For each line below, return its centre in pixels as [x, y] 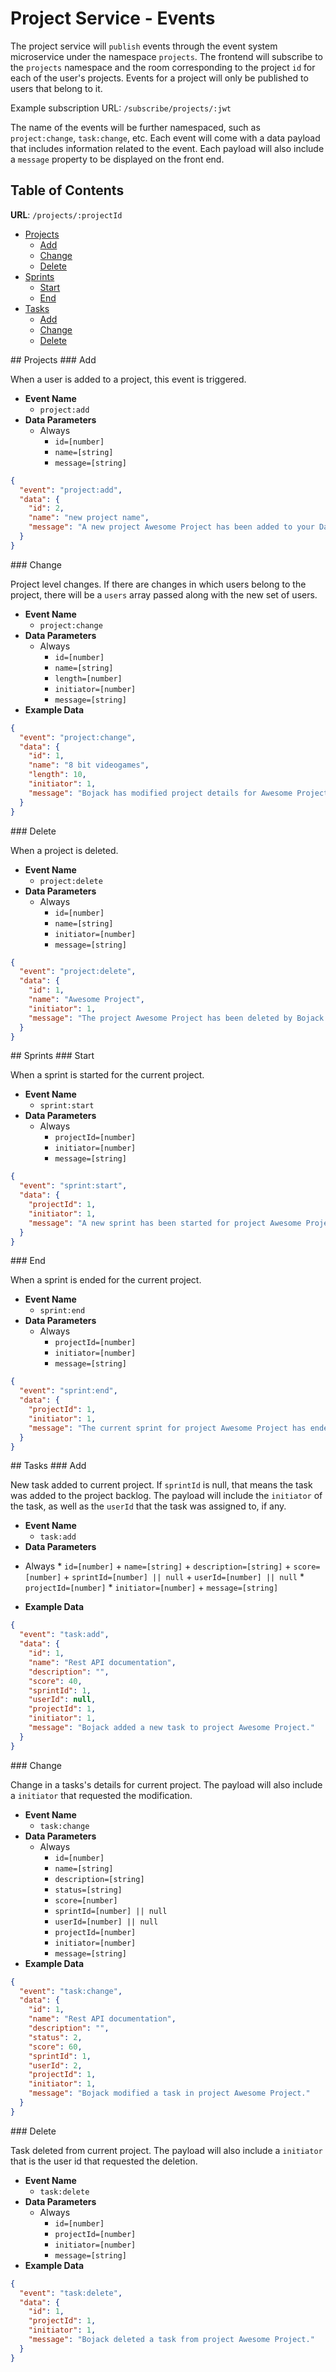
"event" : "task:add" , [64, 1635]
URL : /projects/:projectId [66, 214]
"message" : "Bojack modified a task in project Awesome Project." [169, 2093]
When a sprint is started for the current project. [107, 1075]
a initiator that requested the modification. [101, 1795]
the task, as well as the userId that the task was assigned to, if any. [148, 1506]
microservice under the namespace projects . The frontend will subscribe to [167, 56]
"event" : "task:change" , [71, 1991]
